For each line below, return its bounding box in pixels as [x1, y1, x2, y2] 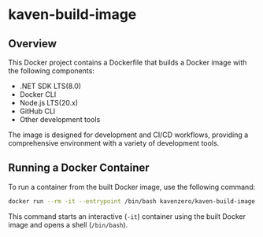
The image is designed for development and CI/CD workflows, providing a [8, 130, 249, 139]
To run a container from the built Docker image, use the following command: [8, 182, 256, 191]
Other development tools [19, 115, 101, 124]
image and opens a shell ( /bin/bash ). [8, 220, 128, 229]
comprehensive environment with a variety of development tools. [8, 139, 220, 147]
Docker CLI [19, 90, 57, 99]
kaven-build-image [8, 6, 137, 24]
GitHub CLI [19, 106, 56, 116]
